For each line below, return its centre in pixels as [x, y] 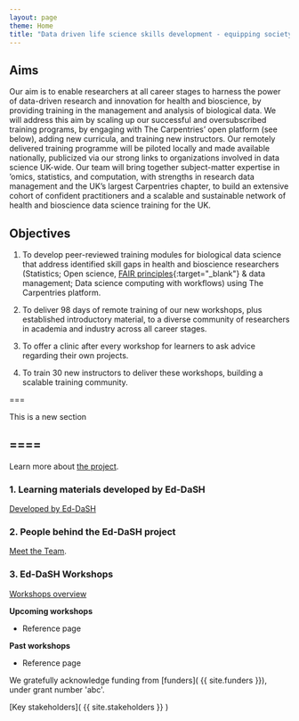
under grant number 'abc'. [57, 689]
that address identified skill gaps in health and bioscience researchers [150, 264]
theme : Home [31, 26]
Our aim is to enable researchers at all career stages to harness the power [145, 92]
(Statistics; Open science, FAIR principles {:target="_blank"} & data [143, 274]
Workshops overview [48, 594]
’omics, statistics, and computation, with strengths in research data [132, 177]
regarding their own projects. [75, 356]
